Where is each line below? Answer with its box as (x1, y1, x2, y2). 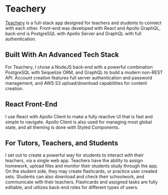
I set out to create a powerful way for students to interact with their (5, 152, 144, 158)
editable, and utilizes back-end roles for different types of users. (5, 184, 139, 190)
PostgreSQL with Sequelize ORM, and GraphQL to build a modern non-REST (5, 69, 163, 75)
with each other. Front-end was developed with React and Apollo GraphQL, (5, 25, 161, 31)
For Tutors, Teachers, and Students (5, 138, 118, 147)
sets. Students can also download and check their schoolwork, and (5, 174, 144, 180)
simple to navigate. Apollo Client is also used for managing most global (5, 119, 152, 125)
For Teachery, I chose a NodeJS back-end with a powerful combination (5, 64, 153, 70)
